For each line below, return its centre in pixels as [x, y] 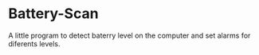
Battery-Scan [53, 14]
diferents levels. [34, 43]
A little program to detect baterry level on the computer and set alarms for [129, 35]
